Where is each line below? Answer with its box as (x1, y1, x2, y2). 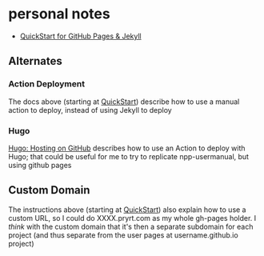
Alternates (8, 54, 62, 68)
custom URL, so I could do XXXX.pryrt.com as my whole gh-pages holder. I (8, 213, 257, 222)
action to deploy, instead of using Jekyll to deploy (8, 105, 172, 114)
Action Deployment (8, 78, 86, 90)
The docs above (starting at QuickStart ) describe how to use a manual (8, 97, 240, 106)
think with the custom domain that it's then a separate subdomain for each (8, 222, 254, 231)
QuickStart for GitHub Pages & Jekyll (19, 31, 142, 41)
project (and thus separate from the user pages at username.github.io (8, 230, 238, 240)
